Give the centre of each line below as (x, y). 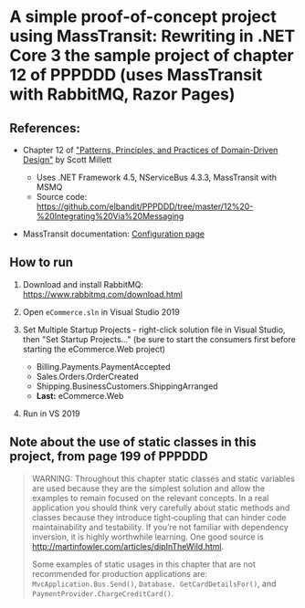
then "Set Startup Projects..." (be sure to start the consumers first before (159, 339)
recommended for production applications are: (120, 573)
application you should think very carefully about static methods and (161, 508)
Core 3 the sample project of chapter (152, 56)
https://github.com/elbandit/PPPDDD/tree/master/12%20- (145, 206)
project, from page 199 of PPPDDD (109, 457)
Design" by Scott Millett (67, 160)
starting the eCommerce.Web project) (94, 349)
